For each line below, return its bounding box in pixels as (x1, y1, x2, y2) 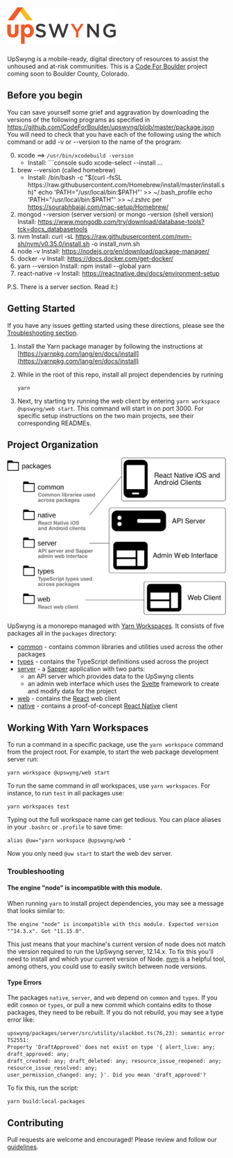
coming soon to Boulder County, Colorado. (7, 69, 130, 78)
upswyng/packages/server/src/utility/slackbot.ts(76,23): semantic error (7, 1030, 225, 1037)
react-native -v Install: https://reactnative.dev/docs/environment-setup (17, 269, 220, 277)
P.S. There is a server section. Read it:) (7, 282, 119, 291)
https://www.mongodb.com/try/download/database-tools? (37, 217, 205, 226)
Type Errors (7, 978, 42, 986)
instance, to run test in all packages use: (7, 788, 125, 797)
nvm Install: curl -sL (17, 232, 74, 240)
